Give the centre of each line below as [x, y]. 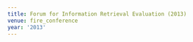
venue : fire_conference [43, 21]
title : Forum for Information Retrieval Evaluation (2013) [97, 14]
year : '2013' [27, 27]
